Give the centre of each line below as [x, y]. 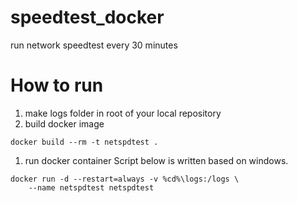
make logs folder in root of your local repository [123, 113]
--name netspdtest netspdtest [91, 187]
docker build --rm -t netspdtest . [84, 142]
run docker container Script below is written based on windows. [156, 160]
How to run [57, 85]
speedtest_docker [87, 17]
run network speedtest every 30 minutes [94, 45]
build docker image [64, 123]
